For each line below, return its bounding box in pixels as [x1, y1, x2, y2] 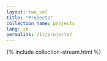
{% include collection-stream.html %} [6, 48, 101, 56]
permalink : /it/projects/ [6, 32, 72, 38]
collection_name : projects [6, 20, 75, 26]
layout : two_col [6, 9, 48, 15]
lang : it [6, 26, 29, 32]
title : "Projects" [6, 15, 53, 21]
